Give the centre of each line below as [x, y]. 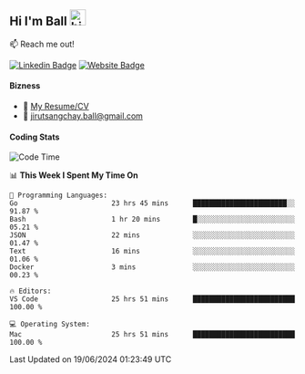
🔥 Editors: [30, 291]
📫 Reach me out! [42, 44]
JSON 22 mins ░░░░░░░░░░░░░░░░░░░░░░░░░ [152, 235]
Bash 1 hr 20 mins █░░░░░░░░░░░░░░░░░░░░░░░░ [152, 220]
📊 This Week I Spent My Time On [74, 175]
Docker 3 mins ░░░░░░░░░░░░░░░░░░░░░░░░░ [152, 267]
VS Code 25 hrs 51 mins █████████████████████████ [152, 299]
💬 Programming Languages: [58, 196]
